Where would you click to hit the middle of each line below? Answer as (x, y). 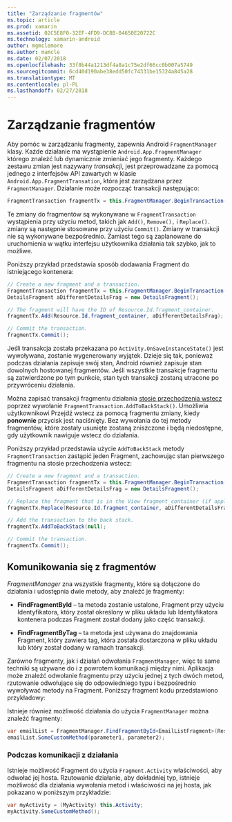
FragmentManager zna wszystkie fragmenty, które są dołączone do (104, 584)
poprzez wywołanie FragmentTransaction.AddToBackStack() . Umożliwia (108, 406)
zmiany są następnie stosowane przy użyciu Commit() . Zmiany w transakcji (113, 228)
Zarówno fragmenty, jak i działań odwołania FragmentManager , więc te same (114, 661)
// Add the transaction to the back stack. (71, 520)
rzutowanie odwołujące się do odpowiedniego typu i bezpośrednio (102, 683)
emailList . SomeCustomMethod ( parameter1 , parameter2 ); (86, 738)
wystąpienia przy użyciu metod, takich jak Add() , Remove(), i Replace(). (109, 221)
